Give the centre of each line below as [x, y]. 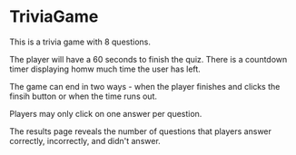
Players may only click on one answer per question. [106, 113]
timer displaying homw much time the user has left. [105, 69]
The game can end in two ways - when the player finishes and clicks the [145, 86]
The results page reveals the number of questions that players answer [141, 131]
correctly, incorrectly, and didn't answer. [85, 140]
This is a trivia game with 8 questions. [80, 42]
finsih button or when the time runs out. [83, 96]
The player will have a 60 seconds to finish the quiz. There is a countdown [148, 59]
